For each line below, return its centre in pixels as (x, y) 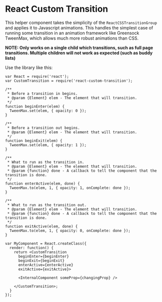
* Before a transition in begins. (42, 93)
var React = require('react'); (37, 76)
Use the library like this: (29, 68)
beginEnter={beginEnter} (43, 256)
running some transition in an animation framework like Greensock (72, 33)
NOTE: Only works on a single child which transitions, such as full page (79, 47)
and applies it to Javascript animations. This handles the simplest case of (79, 27)
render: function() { (32, 248)
